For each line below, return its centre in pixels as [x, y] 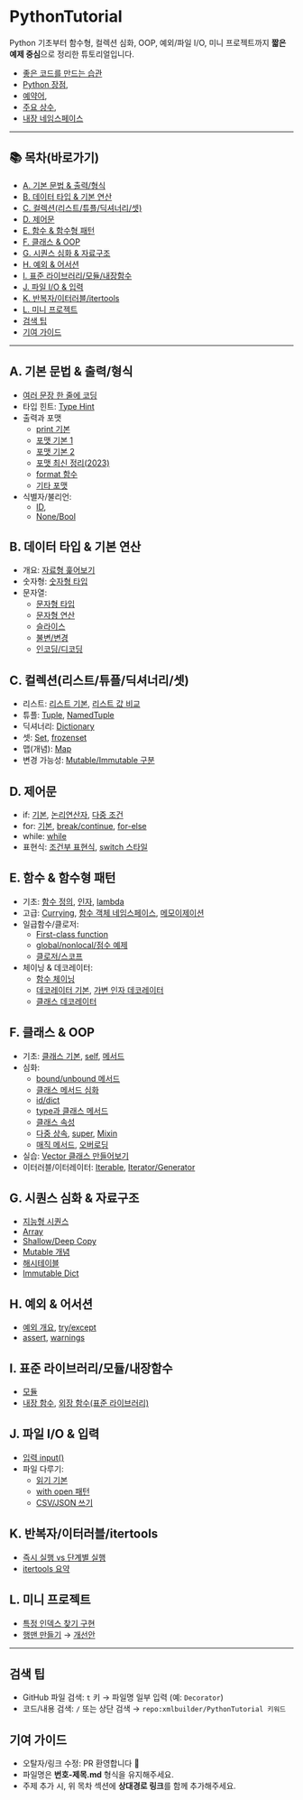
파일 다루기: [43, 1469]
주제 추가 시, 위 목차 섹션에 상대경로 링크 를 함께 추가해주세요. [129, 1786]
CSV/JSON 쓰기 [64, 1502]
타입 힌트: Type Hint [58, 406]
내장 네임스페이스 [53, 118]
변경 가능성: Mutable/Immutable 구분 [88, 761]
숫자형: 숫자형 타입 [55, 582]
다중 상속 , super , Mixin [77, 1133]
